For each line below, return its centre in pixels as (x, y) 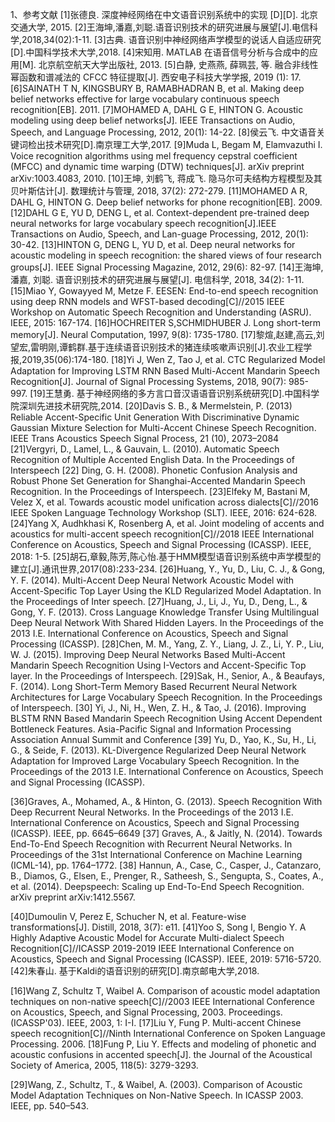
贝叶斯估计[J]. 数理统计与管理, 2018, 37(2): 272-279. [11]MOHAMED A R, (159, 191)
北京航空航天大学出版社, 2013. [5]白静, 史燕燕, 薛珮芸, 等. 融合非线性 (178, 64)
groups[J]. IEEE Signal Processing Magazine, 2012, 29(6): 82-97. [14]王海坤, (167, 267)
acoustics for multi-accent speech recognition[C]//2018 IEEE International (162, 534)
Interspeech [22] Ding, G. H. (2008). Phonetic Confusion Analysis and (154, 470)
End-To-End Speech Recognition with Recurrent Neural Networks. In (151, 844)
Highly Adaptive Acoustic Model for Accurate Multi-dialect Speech (147, 937)
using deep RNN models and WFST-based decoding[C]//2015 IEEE (147, 301)
